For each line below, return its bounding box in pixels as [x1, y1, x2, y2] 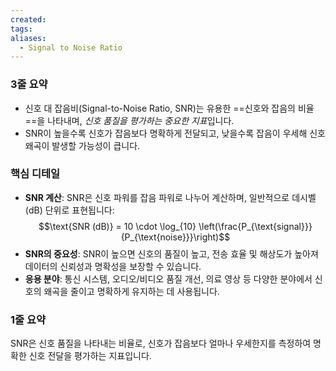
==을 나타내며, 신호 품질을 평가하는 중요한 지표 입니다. [24, 114, 235, 126]
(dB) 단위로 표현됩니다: [24, 204, 115, 216]
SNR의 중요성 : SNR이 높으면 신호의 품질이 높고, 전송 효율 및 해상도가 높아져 [24, 247, 319, 260]
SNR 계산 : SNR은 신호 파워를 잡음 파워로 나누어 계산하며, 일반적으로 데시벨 [24, 191, 317, 203]
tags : [10, 24, 33, 34]
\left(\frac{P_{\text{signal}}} [198, 220, 313, 232]
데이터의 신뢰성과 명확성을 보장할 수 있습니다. [24, 260, 202, 272]
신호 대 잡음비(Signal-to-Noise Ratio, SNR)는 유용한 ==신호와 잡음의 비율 [24, 102, 315, 114]
